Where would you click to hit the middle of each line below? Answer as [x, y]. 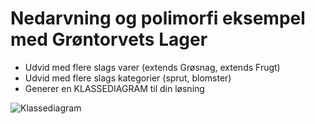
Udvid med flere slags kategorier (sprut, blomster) [128, 78]
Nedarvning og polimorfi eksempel [158, 18]
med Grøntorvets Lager [109, 39]
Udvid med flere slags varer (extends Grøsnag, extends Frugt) [152, 67]
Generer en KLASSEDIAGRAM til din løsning [114, 88]
